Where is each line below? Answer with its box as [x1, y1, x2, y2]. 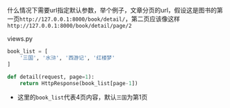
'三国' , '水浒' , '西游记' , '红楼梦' [19, 54, 115, 61]
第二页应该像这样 [131, 15, 181, 23]
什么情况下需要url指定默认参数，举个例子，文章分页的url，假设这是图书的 [7, 6, 217, 14]
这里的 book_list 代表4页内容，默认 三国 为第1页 [17, 93, 148, 102]
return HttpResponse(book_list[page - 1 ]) [19, 80, 138, 87]
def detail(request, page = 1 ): [7, 73, 95, 80]
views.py [7, 35, 33, 43]
